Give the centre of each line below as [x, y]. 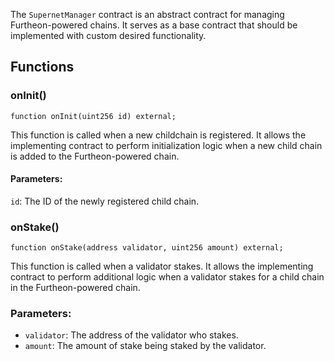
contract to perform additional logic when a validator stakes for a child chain [167, 277]
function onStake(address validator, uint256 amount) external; [147, 248]
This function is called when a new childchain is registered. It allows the [158, 135]
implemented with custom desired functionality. [108, 35]
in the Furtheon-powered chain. [75, 288]
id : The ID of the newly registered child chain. [105, 201]
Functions [42, 67]
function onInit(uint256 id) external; [93, 116]
